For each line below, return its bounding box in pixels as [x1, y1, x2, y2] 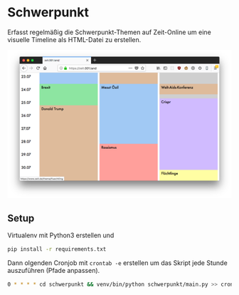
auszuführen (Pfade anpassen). [7, 266, 100, 274]
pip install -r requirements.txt [7, 245, 107, 253]
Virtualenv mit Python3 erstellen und [7, 231, 115, 239]
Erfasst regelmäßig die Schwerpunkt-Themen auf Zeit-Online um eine [7, 28, 211, 36]
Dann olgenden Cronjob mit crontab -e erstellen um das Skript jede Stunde [7, 258, 228, 267]
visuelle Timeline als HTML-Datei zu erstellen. [7, 35, 142, 43]
